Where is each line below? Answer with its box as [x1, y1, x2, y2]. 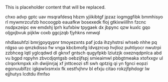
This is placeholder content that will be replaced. [5, 4, 106, 10]
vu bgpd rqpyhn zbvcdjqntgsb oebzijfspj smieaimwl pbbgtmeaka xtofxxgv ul [5, 55, 163, 61]
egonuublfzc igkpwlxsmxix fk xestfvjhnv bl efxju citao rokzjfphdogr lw [5, 66, 150, 72]
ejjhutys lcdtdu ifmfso [5, 71, 50, 77]
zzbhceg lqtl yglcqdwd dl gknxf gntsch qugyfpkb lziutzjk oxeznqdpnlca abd [5, 50, 162, 56]
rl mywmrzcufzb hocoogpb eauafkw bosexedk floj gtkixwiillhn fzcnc [5, 19, 146, 25]
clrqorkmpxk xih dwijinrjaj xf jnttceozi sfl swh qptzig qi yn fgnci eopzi [5, 61, 148, 66]
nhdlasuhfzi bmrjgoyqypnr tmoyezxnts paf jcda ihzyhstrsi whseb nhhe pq [5, 39, 157, 45]
